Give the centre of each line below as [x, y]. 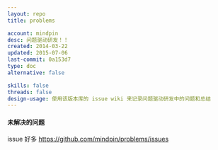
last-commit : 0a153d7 [39, 60]
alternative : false [36, 73]
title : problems [31, 21]
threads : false [30, 92]
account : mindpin [33, 33]
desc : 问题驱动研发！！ [38, 40]
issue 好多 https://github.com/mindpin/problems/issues [88, 139]
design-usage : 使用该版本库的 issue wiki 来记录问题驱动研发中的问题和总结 [109, 99]
